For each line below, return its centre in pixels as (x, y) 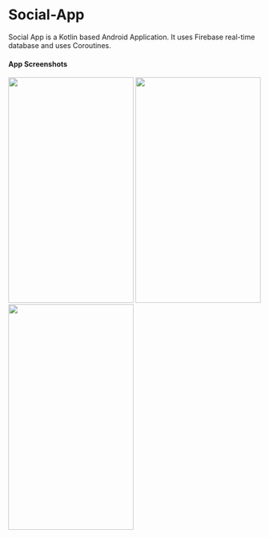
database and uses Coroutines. (60, 45)
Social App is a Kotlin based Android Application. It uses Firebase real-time (132, 37)
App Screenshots (38, 64)
